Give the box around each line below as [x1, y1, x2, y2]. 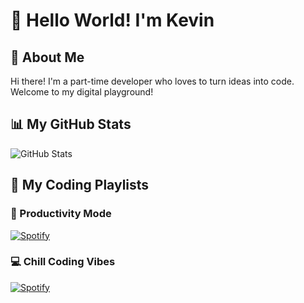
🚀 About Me [10, 49, 85, 66]
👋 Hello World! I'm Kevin [10, 9, 215, 32]
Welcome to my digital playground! [10, 86, 154, 98]
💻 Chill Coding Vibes [10, 255, 116, 269]
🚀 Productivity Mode [10, 207, 112, 221]
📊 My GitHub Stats [10, 116, 132, 133]
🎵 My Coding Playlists [10, 177, 150, 194]
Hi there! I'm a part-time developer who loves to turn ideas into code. [10, 75, 295, 87]
